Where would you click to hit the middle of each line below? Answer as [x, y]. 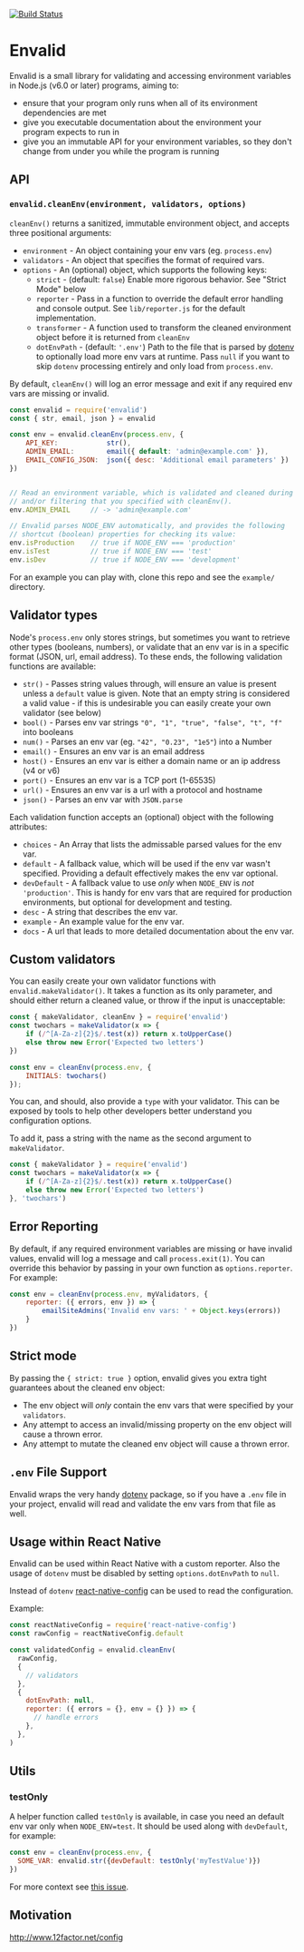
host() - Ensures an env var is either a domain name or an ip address [151, 760]
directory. [27, 586]
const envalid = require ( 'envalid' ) [78, 410]
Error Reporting [54, 1226]
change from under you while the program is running [121, 151]
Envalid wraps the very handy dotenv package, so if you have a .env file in [148, 1494]
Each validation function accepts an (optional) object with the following [142, 817]
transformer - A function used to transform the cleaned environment [163, 328]
